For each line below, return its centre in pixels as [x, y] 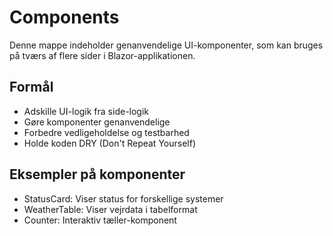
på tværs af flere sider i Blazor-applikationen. [102, 55]
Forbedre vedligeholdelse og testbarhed [106, 132]
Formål [31, 87]
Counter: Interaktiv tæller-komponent [100, 220]
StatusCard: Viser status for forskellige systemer [123, 198]
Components [64, 17]
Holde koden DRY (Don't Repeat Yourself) [109, 143]
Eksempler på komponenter [97, 174]
